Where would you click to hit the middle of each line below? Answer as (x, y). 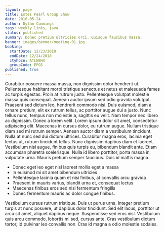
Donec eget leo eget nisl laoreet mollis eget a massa (65, 167)
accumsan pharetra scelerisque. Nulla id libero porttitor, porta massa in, (78, 152)
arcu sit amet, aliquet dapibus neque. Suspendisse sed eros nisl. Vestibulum (82, 213)
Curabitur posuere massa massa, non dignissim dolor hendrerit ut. (72, 84)
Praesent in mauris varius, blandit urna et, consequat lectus (73, 183)
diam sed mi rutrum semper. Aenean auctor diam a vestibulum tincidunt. (79, 131)
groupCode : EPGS (26, 65)
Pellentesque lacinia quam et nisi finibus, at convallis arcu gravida (79, 177)
